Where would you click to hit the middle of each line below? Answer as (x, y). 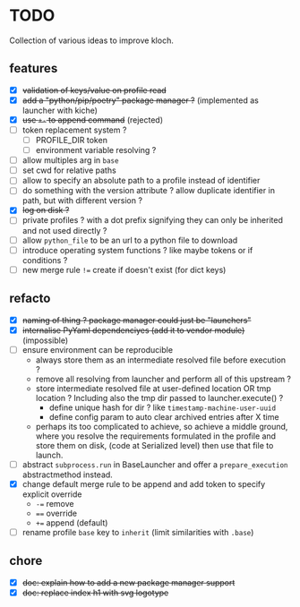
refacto (30, 299)
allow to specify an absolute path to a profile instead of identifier (141, 181)
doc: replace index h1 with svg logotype (95, 593)
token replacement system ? (74, 130)
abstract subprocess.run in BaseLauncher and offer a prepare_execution (155, 464)
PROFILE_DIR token (71, 140)
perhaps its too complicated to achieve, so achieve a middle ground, (162, 426)
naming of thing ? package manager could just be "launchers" (137, 320)
